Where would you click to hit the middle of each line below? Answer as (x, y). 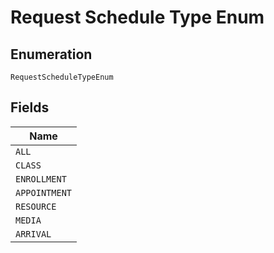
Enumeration (51, 54)
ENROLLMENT (41, 179)
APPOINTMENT (44, 192)
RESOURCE (36, 206)
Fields (30, 107)
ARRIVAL (33, 234)
